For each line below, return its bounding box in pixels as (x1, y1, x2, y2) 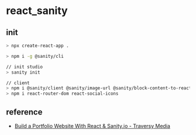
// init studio (6, 64, 43, 70)
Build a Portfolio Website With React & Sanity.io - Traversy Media (14, 122, 170, 129)
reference (6, 107, 43, 117)
